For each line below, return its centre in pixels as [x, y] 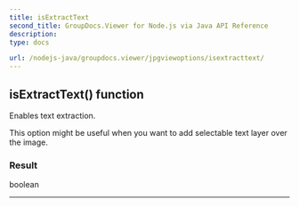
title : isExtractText [49, 17]
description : [33, 34]
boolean [24, 185]
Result [24, 165]
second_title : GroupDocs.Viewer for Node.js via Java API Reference [139, 26]
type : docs [29, 42]
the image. [29, 142]
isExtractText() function [77, 94]
